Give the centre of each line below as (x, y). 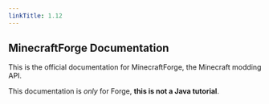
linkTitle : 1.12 (35, 16)
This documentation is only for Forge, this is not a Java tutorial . (114, 91)
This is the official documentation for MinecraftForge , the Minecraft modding (135, 67)
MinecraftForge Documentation (89, 48)
